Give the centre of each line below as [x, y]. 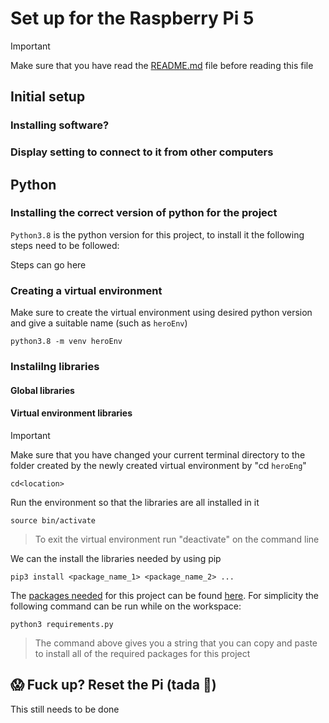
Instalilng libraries [55, 367]
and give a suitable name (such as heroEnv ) [99, 323]
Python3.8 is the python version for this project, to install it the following [157, 234]
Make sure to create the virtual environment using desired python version [161, 313]
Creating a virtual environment [86, 290]
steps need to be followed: [65, 245]
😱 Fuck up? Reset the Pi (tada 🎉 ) [113, 685]
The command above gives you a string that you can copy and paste [176, 643]
